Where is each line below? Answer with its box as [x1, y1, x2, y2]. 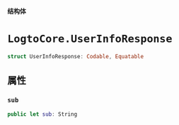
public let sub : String [7, 110, 78, 118]
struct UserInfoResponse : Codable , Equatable [7, 53, 144, 60]
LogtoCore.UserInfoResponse [7, 32, 173, 45]
